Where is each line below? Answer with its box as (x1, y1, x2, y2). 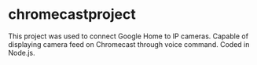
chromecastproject (8, 5, 136, 23)
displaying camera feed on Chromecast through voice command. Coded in (8, 39, 250, 49)
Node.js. (8, 48, 35, 57)
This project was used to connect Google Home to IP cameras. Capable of (8, 31, 249, 41)
